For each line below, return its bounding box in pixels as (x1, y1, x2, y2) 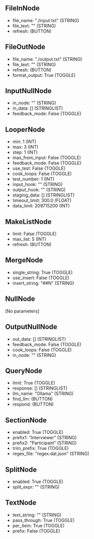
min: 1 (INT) (12, 138, 36, 145)
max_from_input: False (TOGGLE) (12, 155, 81, 161)
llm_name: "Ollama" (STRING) (12, 391, 74, 397)
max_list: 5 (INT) (12, 236, 46, 242)
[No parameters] (5, 308, 39, 314)
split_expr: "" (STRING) (12, 484, 60, 490)
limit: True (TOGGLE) (12, 380, 55, 386)
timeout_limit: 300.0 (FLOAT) (12, 197, 71, 203)
